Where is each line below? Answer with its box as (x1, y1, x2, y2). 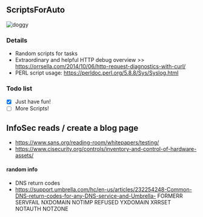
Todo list (6, 84, 32, 93)
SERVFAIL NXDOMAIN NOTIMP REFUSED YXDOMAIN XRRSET (15, 198, 171, 205)
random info (6, 165, 38, 173)
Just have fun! (15, 98, 52, 105)
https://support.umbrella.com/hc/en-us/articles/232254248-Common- (15, 185, 192, 193)
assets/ (15, 152, 34, 159)
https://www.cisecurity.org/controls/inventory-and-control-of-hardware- (15, 145, 197, 153)
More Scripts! (15, 105, 50, 112)
